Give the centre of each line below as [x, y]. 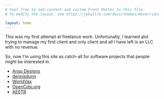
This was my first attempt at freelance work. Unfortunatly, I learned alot [77, 37]
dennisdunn [24, 77]
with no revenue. [22, 47]
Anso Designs [26, 71]
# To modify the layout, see [35, 14]
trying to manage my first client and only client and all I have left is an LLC [79, 42]
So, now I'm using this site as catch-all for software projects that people [77, 57]
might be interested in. [28, 62]
